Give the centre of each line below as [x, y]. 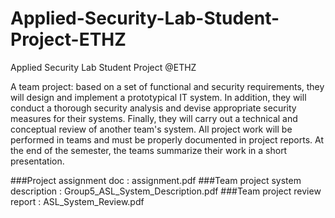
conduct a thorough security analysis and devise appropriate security [153, 108]
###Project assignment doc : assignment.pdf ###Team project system [156, 180]
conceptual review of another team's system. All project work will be [151, 129]
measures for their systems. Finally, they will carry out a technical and [154, 118]
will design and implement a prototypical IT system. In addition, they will [158, 97]
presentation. [37, 161]
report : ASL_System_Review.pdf [77, 201]
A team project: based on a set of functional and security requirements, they [167, 86]
